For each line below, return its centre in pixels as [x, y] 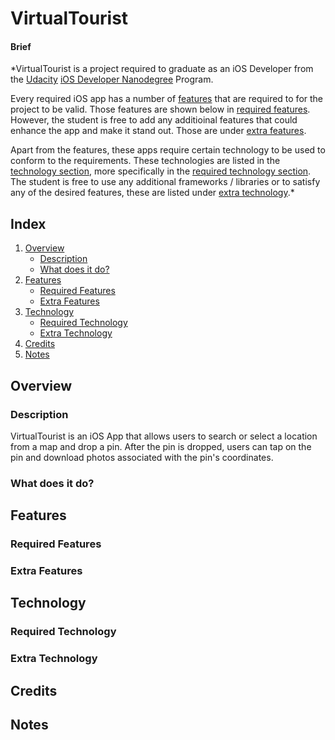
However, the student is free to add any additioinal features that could [154, 120]
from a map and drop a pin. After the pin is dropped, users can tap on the [161, 446]
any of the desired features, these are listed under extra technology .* [152, 193]
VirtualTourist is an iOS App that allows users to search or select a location [164, 436]
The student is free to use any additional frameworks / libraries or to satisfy [165, 182]
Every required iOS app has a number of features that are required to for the [167, 99]
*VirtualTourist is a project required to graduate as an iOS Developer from [162, 69]
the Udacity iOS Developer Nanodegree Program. [112, 79]
